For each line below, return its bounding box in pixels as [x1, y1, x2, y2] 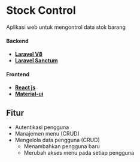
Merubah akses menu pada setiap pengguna [23, 149, 135, 157]
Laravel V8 [14, 50, 43, 58]
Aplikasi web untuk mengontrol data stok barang [6, 23, 126, 31]
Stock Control [6, 4, 76, 17]
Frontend [6, 70, 30, 78]
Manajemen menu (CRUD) [14, 130, 80, 137]
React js [14, 84, 36, 91]
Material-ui [14, 91, 44, 98]
